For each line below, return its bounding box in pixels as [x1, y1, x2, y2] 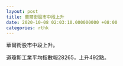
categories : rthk [6, 25, 49, 31]
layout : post [6, 8, 38, 15]
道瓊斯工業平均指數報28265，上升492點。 [6, 54, 109, 61]
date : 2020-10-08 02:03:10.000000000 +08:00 [6, 19, 118, 25]
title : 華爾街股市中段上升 [6, 14, 65, 20]
